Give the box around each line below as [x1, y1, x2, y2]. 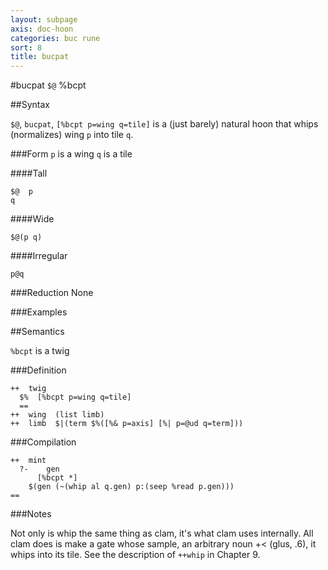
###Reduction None [10, 287, 94, 299]
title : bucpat [10, 52, 70, 62]
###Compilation [10, 436, 77, 448]
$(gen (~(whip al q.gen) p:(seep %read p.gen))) [28, 482, 235, 492]
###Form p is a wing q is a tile [10, 148, 133, 160]
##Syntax [10, 99, 51, 111]
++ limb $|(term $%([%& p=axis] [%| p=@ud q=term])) [10, 419, 244, 429]
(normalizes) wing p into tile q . [10, 129, 134, 141]
